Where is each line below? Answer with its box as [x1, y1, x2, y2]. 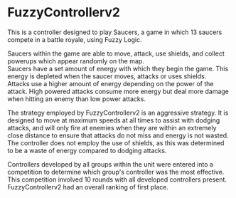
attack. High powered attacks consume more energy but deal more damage [7, 87, 229, 95]
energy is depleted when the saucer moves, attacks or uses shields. [7, 72, 207, 80]
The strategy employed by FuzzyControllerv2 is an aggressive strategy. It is [7, 108, 229, 117]
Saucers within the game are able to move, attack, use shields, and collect [7, 49, 225, 58]
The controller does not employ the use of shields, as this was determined [7, 138, 225, 147]
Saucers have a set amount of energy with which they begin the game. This [7, 64, 229, 73]
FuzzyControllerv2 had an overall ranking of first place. [7, 182, 169, 191]
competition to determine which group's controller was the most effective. [7, 167, 225, 176]
